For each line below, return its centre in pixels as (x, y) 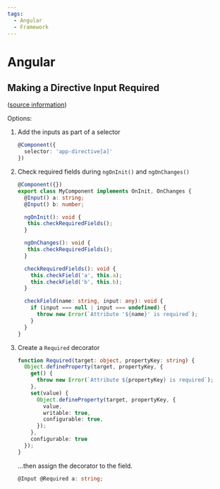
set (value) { (50, 393)
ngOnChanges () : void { (57, 243)
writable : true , (67, 413)
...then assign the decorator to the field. (75, 466)
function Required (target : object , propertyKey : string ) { (106, 361)
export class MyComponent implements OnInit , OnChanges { (104, 191)
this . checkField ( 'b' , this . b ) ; (77, 282)
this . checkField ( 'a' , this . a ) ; (77, 275)
